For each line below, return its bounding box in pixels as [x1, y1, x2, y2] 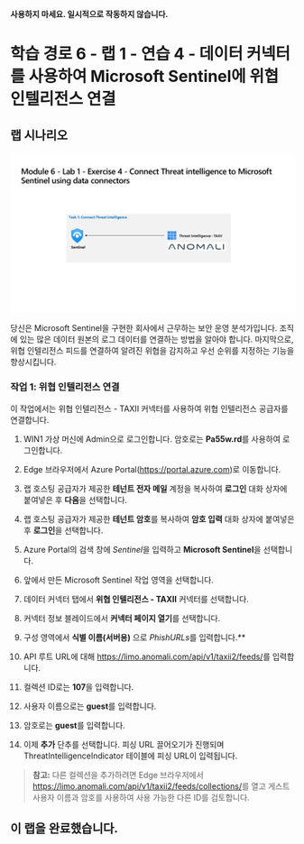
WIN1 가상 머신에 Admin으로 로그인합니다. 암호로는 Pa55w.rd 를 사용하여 [23, 433, 281, 445]
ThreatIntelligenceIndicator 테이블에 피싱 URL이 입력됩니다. [23, 750, 238, 761]
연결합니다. [10, 414, 50, 425]
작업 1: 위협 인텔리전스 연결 [10, 381, 120, 393]
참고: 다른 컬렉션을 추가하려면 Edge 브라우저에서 [32, 769, 204, 780]
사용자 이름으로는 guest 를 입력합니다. [23, 701, 157, 711]
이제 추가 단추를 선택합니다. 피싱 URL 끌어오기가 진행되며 [23, 738, 225, 749]
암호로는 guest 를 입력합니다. [23, 720, 125, 730]
